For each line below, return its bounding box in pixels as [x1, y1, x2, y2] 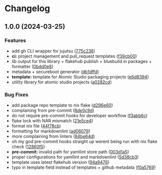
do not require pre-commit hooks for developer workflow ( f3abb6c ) [11, 113, 148, 118]
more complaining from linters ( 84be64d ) [11, 134, 95, 139]
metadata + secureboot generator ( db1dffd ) [11, 69, 100, 75]
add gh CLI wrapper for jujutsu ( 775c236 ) [11, 48, 96, 54]
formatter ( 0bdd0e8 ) [11, 63, 54, 69]
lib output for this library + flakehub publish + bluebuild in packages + [11, 58, 152, 64]
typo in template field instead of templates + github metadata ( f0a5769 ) [11, 164, 156, 171]
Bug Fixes [4, 91, 29, 98]
